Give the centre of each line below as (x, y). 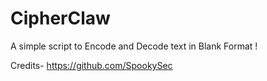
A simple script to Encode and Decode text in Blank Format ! (134, 46)
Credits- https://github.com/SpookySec (91, 65)
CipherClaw (60, 18)
